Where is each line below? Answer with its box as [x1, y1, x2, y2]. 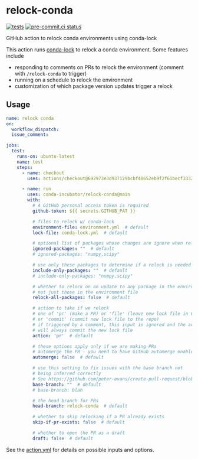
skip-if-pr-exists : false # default [32, 419, 126, 425]
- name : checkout [21, 170, 65, 176]
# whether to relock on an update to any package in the [32, 284, 176, 289]
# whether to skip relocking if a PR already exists [32, 414, 165, 420]
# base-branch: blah [32, 387, 83, 393]
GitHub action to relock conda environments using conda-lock [6, 34, 157, 41]
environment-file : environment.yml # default [32, 224, 149, 230]
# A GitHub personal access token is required [32, 203, 149, 209]
